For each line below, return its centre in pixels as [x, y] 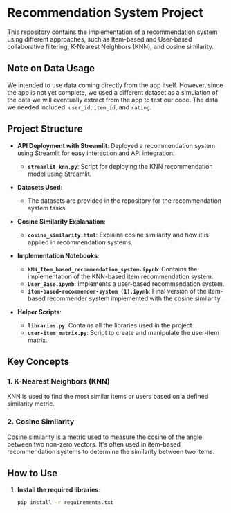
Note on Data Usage [51, 68]
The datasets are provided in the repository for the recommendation [124, 200]
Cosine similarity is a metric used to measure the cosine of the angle [105, 437]
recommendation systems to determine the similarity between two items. [111, 451]
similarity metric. [31, 404]
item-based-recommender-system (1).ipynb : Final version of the [117, 291]
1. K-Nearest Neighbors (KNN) [59, 381]
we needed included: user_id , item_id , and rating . [80, 107]
